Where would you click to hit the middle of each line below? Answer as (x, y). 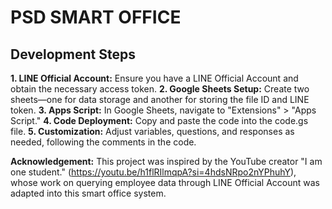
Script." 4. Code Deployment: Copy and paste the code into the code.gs (159, 120)
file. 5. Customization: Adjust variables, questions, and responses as (152, 131)
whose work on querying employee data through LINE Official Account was (165, 182)
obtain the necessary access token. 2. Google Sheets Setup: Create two (160, 89)
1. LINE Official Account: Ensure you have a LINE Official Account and (154, 78)
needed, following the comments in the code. (103, 142)
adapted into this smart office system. (88, 193)
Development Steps (73, 54)
